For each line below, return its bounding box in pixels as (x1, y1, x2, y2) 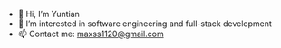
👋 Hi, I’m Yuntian (17, 9, 80, 19)
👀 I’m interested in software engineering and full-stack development (17, 18, 272, 29)
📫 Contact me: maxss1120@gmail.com (17, 28, 165, 39)
